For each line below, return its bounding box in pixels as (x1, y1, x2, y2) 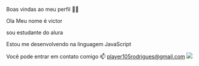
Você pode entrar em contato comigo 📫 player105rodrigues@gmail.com (6, 53, 186, 60)
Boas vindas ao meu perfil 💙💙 (6, 6, 79, 13)
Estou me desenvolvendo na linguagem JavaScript (6, 41, 131, 47)
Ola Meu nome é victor (6, 17, 63, 24)
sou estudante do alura (6, 29, 64, 36)
